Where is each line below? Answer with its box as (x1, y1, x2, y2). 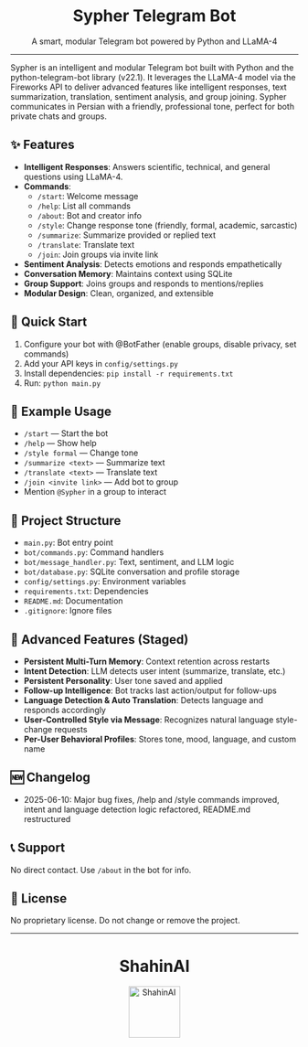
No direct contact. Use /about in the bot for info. (10, 864, 192, 875)
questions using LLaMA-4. (23, 171, 123, 182)
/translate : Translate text (37, 239, 135, 250)
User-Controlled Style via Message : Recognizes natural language (23, 714, 274, 725)
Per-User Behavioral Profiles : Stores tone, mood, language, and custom (23, 733, 297, 744)
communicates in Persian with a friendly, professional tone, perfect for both (10, 101, 295, 112)
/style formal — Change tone (23, 447, 139, 458)
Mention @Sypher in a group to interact (23, 486, 167, 497)
